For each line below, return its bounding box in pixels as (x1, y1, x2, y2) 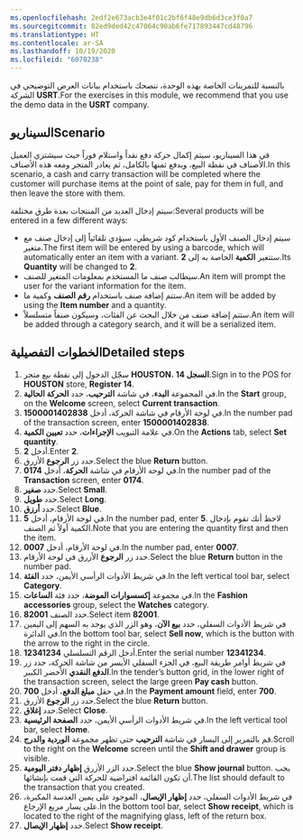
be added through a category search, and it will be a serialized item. (23, 318, 277, 330)
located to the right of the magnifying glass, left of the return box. (23, 810, 267, 821)
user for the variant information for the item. (23, 280, 187, 291)
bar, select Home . (23, 723, 90, 734)
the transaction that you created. (23, 781, 145, 792)
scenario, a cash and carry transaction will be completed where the (10, 168, 261, 179)
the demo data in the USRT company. (10, 99, 150, 109)
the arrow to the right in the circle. (23, 638, 151, 649)
